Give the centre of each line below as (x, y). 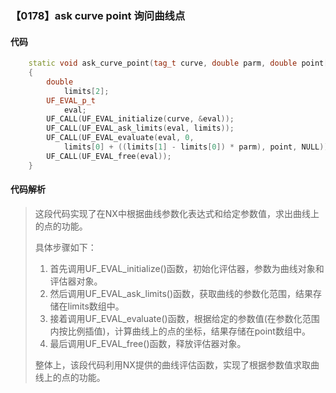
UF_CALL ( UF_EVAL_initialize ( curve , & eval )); (140, 119)
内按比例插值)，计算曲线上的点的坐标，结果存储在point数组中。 (180, 331)
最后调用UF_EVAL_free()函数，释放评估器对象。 (148, 343)
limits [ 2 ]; (86, 91)
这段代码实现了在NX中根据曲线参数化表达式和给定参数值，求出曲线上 (177, 213)
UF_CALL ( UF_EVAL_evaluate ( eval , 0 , (120, 138)
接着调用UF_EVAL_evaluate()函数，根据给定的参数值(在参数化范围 (184, 318)
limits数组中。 (96, 306)
